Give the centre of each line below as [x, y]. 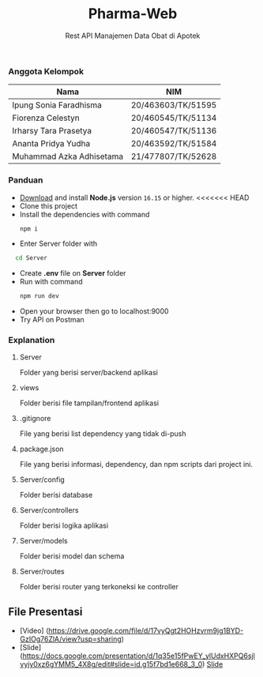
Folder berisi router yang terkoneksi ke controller [99, 587]
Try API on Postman [52, 320]
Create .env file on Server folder [73, 273]
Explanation [32, 340]
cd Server [31, 258]
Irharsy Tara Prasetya [52, 131]
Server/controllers [49, 510]
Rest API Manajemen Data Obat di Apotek [133, 36]
